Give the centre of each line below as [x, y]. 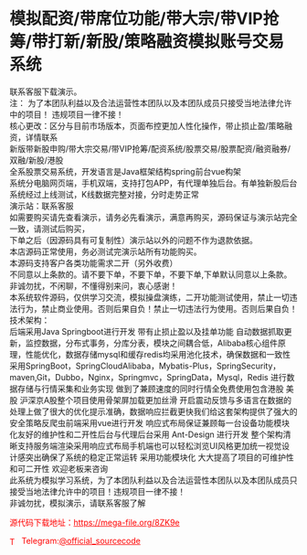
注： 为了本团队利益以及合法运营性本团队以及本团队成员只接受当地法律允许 [151, 102]
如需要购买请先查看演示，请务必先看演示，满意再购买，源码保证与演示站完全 [153, 217]
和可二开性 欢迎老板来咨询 [58, 468]
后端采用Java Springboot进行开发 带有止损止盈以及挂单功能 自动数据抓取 [147, 331]
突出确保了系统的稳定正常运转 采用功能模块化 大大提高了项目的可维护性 [159, 457]
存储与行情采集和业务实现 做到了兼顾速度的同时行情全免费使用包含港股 [150, 389]
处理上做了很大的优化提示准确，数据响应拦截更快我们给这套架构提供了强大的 [153, 411]
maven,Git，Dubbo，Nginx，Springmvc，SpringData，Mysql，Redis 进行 [148, 377]
